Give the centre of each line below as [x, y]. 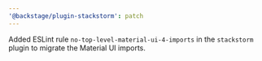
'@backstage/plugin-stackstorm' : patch [76, 16]
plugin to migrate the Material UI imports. [77, 48]
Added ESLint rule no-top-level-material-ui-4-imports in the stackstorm [131, 39]
